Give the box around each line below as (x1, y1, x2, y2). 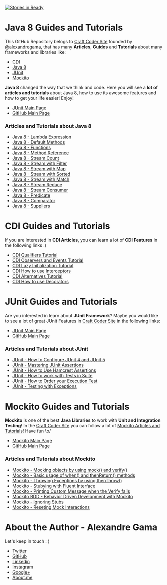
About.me (12, 574, 33, 580)
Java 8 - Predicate (12, 192, 51, 198)
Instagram (12, 564, 33, 570)
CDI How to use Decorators (12, 279, 69, 285)
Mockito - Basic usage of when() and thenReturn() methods (12, 472, 136, 478)
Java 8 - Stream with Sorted (12, 171, 71, 177)
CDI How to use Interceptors (12, 268, 71, 274)
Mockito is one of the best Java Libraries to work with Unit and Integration (5, 417, 161, 423)
